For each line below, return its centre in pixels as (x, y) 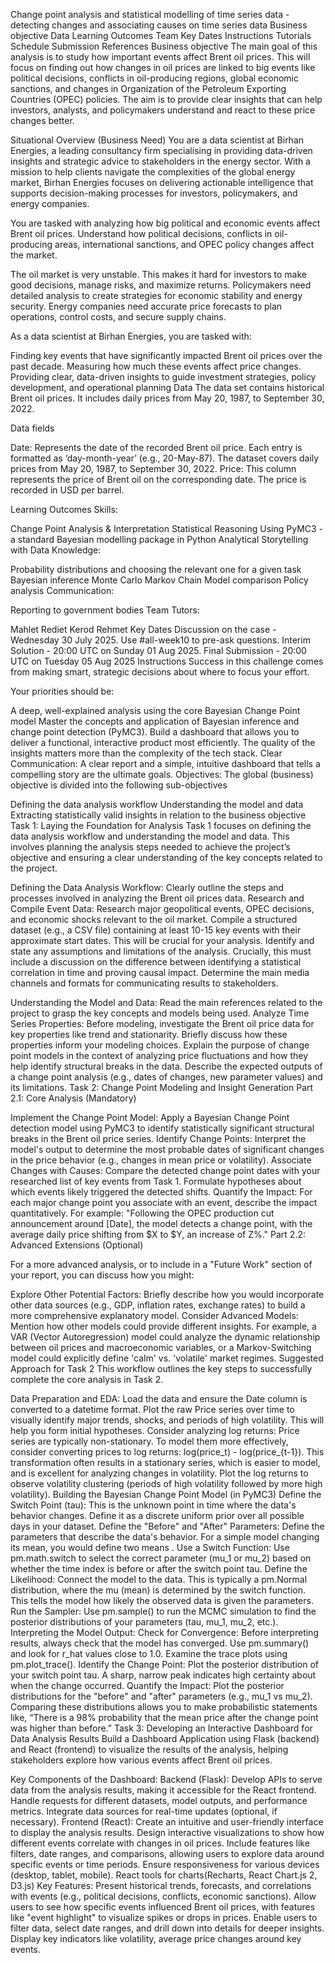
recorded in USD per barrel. (67, 490)
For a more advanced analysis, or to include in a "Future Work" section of (161, 1264)
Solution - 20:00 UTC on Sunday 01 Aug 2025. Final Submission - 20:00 (158, 650)
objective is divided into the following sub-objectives (119, 785)
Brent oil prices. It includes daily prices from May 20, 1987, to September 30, (167, 398)
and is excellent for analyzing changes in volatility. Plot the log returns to (159, 1473)
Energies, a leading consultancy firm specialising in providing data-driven (161, 150)
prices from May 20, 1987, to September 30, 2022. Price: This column (153, 468)
